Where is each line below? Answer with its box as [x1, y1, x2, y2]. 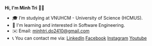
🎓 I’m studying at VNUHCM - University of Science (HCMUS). [12, 15, 143, 21]
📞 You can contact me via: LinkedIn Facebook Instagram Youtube [12, 35, 147, 41]
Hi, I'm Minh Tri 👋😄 [5, 5, 45, 11]
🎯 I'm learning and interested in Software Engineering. [12, 22, 125, 28]
